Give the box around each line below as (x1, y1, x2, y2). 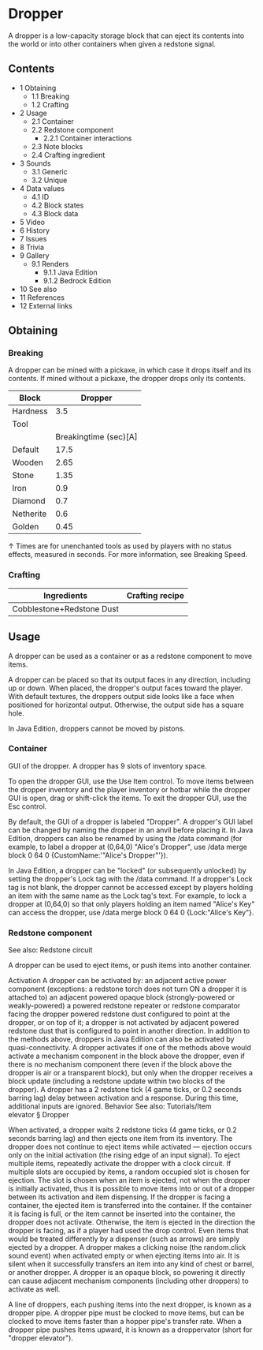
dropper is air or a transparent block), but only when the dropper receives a (8, 1068, 254, 1078)
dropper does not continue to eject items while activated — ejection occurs (8, 1142, 252, 1152)
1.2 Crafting (31, 99, 69, 109)
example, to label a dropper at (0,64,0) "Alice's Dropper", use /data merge (8, 842, 248, 851)
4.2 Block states (31, 200, 84, 210)
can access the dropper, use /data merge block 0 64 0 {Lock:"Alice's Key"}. (8, 907, 254, 917)
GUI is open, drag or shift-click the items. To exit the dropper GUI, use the (8, 793, 247, 802)
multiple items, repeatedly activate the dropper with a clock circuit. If (8, 1159, 232, 1169)
